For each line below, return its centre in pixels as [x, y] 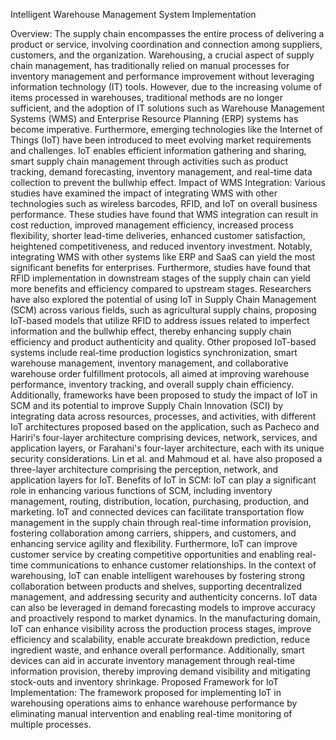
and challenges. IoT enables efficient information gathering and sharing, [158, 150]
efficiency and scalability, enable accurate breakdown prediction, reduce [160, 639]
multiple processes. [51, 724]
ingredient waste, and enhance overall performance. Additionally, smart [157, 650]
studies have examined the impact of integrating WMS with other [144, 193]
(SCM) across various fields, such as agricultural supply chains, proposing [163, 310]
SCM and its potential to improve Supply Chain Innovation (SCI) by [147, 405]
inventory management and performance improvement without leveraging [162, 76]
